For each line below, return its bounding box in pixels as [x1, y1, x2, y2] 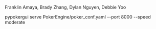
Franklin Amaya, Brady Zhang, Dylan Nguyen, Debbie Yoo [5, 4, 126, 10]
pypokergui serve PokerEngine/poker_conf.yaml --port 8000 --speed [5, 14, 151, 19]
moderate [5, 19, 26, 25]
